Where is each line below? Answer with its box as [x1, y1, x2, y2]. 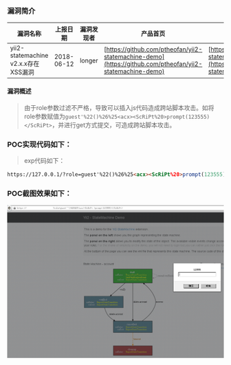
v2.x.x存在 [10, 60, 40, 68]
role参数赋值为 [23, 112, 65, 120]
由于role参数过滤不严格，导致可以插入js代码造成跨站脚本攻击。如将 [23, 103, 214, 111]
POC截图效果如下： [7, 188, 72, 198]
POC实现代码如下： [7, 140, 72, 149]
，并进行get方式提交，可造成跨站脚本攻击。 [52, 120, 176, 129]
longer [80, 56, 98, 65]
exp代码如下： [23, 157, 65, 165]
